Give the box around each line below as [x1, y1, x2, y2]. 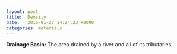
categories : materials [6, 25, 62, 31]
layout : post [6, 8, 39, 15]
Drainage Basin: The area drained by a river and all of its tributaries [6, 41, 172, 48]
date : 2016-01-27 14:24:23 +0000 [6, 19, 94, 25]
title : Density [6, 14, 46, 20]
